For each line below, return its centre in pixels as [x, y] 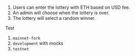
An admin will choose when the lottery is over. [61, 13]
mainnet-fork [26, 38]
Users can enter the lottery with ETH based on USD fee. [71, 7]
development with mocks [38, 43]
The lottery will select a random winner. [54, 18]
